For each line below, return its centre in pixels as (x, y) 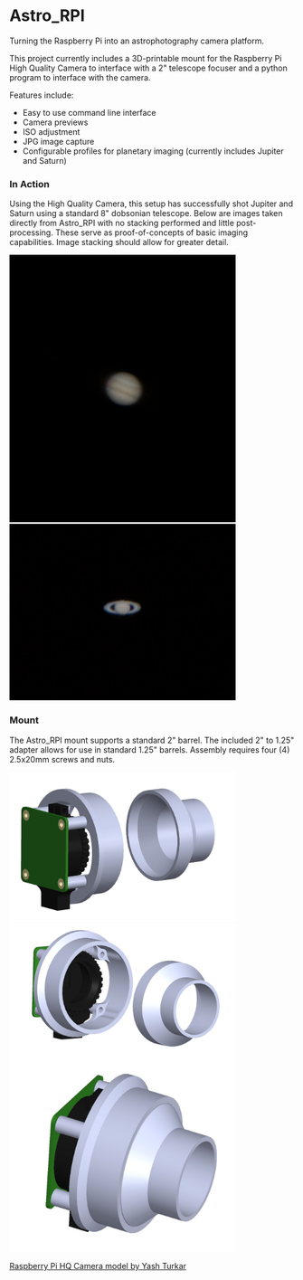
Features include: (42, 95)
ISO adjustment (51, 131)
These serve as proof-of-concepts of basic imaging (152, 232)
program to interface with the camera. (80, 77)
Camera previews (55, 122)
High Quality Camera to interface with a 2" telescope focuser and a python (148, 68)
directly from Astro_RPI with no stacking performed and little (122, 223)
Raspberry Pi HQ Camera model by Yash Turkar (98, 1266)
